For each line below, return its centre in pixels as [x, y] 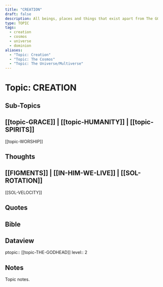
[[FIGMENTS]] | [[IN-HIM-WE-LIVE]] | [62, 173]
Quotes [16, 208]
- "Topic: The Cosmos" [32, 59]
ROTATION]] [24, 181]
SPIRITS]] [20, 130]
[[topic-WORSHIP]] [24, 141]
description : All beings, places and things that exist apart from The [79, 18]
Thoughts [20, 157]
